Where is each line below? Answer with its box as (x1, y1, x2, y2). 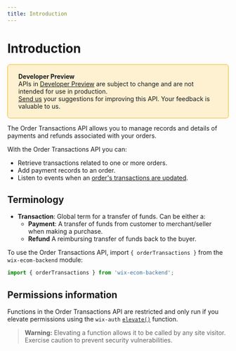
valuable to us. (18, 102, 61, 110)
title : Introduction (7, 10, 68, 18)
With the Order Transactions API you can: (7, 145, 128, 153)
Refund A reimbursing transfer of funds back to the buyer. (27, 234, 197, 243)
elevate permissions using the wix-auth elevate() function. (7, 315, 178, 324)
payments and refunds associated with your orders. (7, 131, 157, 140)
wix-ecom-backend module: (7, 256, 83, 264)
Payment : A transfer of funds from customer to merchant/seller (27, 220, 212, 228)
